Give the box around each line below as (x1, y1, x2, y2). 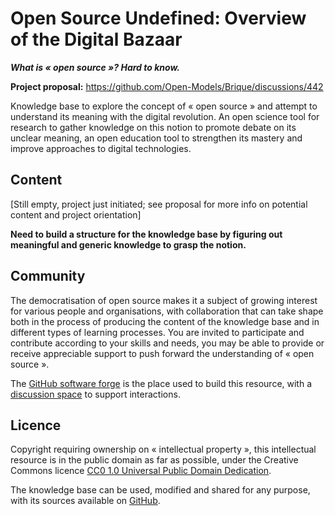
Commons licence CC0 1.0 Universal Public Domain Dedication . (10, 465, 272, 477)
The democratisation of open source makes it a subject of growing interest (10, 294, 318, 306)
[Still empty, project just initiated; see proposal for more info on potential (10, 198, 308, 210)
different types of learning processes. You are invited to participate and (10, 326, 305, 338)
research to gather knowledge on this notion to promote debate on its (10, 121, 297, 133)
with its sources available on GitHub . (10, 495, 161, 507)
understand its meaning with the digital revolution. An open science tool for (10, 110, 320, 122)
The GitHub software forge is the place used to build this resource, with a (10, 377, 313, 389)
